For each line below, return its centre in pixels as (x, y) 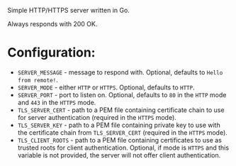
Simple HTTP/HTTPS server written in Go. (68, 10)
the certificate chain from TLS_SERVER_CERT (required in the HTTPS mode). (123, 132)
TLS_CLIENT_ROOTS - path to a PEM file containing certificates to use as (119, 140)
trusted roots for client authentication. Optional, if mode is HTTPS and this (123, 148)
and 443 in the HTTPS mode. (57, 102)
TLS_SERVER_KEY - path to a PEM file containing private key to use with (119, 125)
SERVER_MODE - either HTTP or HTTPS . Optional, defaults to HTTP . (106, 87)
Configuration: (51, 53)
